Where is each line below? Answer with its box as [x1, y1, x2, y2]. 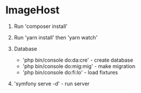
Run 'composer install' [13, 23, 68, 30]
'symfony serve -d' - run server [13, 80, 90, 87]
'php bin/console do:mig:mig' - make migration [22, 62, 135, 70]
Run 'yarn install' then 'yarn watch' [13, 34, 98, 41]
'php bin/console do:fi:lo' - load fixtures [22, 69, 118, 76]
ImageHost [5, 3, 60, 17]
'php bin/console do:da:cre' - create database [22, 56, 133, 63]
